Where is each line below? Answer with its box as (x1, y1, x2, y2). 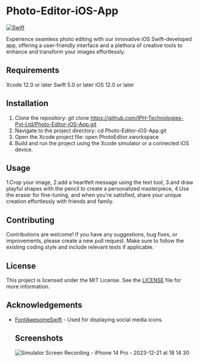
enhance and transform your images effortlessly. (6, 48, 125, 55)
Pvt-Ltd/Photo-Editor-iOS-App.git (14, 120, 97, 127)
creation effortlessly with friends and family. (6, 198, 114, 205)
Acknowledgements (6, 300, 83, 310)
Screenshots (14, 333, 64, 344)
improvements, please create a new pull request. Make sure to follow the (6, 237, 184, 245)
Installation (6, 98, 49, 108)
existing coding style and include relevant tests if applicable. (6, 244, 154, 251)
